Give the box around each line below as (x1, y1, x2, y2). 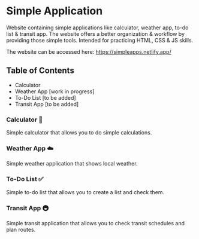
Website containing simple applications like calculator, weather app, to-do (6, 24, 189, 31)
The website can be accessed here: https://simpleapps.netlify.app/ (6, 48, 172, 55)
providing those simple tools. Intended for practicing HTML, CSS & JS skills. (6, 36, 194, 44)
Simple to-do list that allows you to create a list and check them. (6, 188, 165, 195)
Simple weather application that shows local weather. (6, 160, 138, 167)
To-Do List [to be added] (14, 94, 76, 101)
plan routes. (6, 226, 36, 233)
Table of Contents (6, 66, 75, 76)
